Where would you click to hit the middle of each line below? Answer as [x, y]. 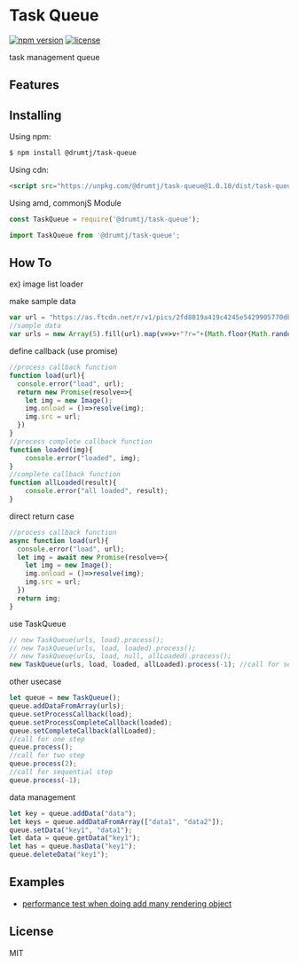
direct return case [42, 516]
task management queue [55, 57]
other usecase [35, 682]
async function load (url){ [59, 541]
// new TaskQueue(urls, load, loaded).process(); [103, 648]
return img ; [39, 598]
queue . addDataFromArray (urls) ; [67, 706]
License [31, 932]
